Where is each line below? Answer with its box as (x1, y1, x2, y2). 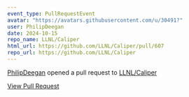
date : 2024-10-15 (7, 29, 58, 37)
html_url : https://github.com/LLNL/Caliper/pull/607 (7, 43, 164, 50)
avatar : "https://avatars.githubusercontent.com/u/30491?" (7, 17, 183, 24)
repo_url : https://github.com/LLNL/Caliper (7, 50, 136, 57)
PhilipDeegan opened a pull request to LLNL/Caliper (7, 68, 157, 77)
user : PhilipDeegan (7, 23, 64, 30)
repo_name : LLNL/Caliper (7, 36, 80, 43)
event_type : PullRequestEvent (7, 10, 96, 17)
